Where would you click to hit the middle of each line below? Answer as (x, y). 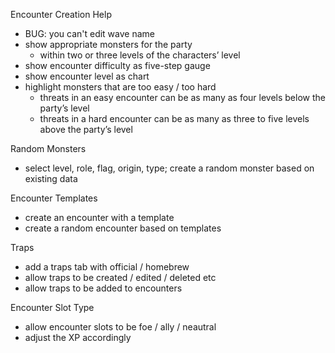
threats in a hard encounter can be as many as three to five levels (174, 118)
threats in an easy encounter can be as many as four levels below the (182, 97)
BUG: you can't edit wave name (89, 33)
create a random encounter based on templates (123, 228)
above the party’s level (86, 129)
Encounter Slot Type (52, 307)
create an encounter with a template (99, 217)
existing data (51, 178)
